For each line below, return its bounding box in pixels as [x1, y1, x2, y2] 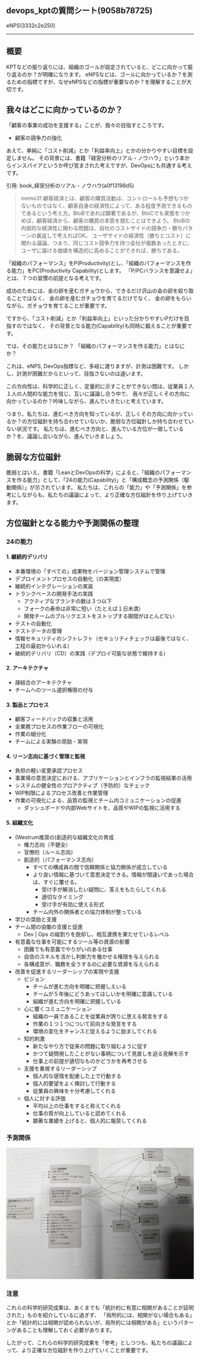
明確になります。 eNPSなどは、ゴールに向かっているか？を [42, 70, 187, 78]
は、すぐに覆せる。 [32, 878, 80, 885]
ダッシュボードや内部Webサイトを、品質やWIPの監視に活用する [23, 805, 180, 812]
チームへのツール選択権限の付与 [14, 686, 93, 694]
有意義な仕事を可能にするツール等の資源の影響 [14, 938, 130, 945]
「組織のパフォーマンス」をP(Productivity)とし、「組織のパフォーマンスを [6, 260, 186, 267]
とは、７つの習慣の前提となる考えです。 [6, 275, 105, 282]
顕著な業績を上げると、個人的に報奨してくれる [32, 1117, 147, 1124]
